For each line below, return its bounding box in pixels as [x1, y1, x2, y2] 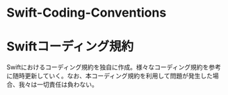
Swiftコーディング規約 [6, 39, 134, 55]
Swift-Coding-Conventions [6, 5, 167, 21]
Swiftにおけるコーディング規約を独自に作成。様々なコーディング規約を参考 [6, 63, 222, 71]
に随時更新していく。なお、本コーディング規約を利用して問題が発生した [6, 71, 213, 80]
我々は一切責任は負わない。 [18, 80, 98, 89]
